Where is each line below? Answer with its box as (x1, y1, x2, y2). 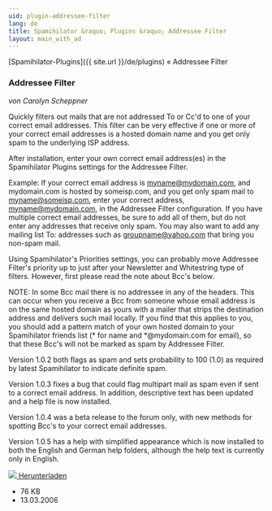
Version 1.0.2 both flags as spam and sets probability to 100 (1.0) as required (8, 355, 264, 365)
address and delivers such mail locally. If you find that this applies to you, (8, 312, 253, 322)
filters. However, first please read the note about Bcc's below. (8, 271, 215, 281)
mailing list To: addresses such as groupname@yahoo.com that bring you (8, 229, 254, 239)
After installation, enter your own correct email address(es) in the (8, 153, 227, 163)
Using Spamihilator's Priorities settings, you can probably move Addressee (8, 254, 259, 264)
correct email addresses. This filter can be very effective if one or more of (8, 120, 256, 130)
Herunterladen (18, 470, 67, 480)
